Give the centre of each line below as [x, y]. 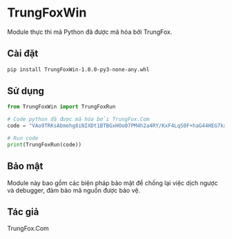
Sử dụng [26, 91]
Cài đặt [23, 54]
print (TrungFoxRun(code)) [44, 144]
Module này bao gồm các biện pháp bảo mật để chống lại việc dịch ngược [113, 183]
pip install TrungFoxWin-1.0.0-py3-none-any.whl [78, 69]
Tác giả [23, 212]
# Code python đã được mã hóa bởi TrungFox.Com [78, 119]
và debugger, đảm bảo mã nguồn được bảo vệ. [74, 190]
